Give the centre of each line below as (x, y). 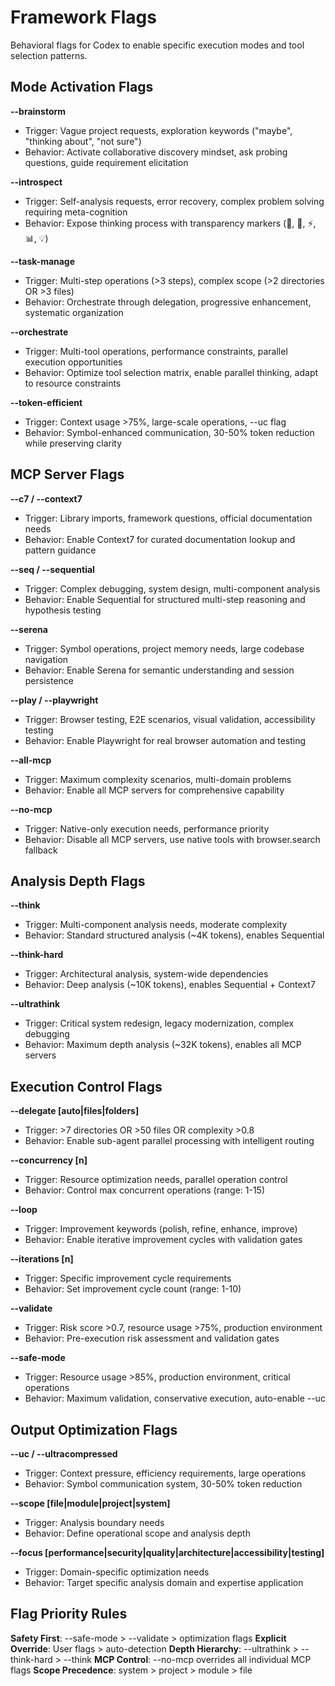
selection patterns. (49, 55)
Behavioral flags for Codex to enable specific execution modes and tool (157, 45)
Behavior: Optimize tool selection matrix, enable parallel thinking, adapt (171, 372)
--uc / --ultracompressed (64, 1454)
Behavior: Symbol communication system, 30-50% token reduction (163, 1484)
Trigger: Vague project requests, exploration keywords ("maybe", (158, 130)
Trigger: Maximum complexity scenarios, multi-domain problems (158, 779)
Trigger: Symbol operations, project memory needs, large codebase (164, 648)
